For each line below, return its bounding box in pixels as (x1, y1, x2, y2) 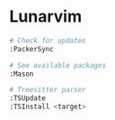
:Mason (9, 69, 34, 78)
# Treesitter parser (9, 86, 87, 95)
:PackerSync (9, 44, 54, 53)
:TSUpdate (9, 94, 47, 103)
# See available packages (9, 60, 106, 69)
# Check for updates (9, 36, 87, 45)
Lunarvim (9, 6, 83, 27)
